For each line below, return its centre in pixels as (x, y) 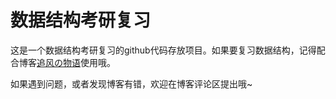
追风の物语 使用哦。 (76, 62)
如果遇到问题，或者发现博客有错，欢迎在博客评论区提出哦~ (131, 83)
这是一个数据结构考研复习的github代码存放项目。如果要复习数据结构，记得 (163, 50)
